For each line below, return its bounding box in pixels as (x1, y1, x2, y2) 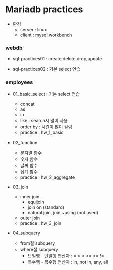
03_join (12, 184, 29, 190)
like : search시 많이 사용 (20, 117, 68, 123)
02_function (12, 139, 38, 145)
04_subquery (12, 230, 40, 236)
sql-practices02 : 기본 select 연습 (12, 66, 81, 72)
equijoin (27, 199, 44, 205)
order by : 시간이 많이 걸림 (20, 124, 73, 130)
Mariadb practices (5, 4, 83, 15)
